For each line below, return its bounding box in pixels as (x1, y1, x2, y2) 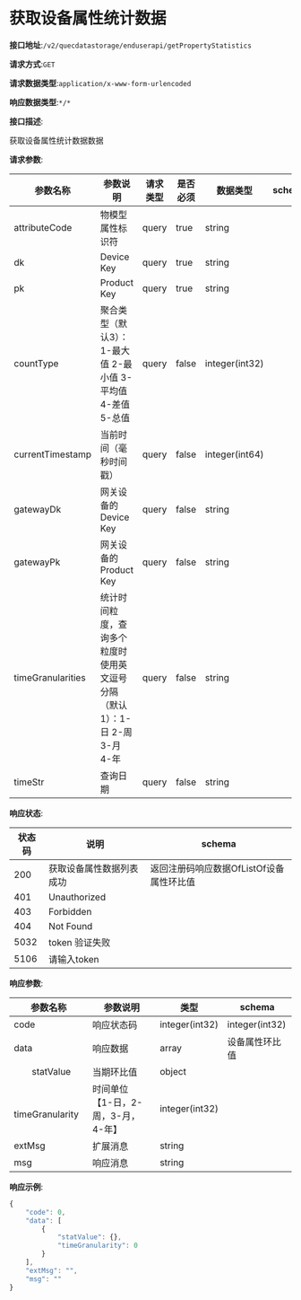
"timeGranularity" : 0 (56, 1241, 139, 1251)
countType (13, 356, 59, 369)
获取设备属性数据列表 (48, 862, 139, 874)
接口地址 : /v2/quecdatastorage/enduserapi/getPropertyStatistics (9, 40, 253, 50)
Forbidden (48, 905, 92, 918)
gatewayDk (13, 503, 62, 515)
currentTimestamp (13, 448, 92, 461)
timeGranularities (13, 671, 87, 683)
